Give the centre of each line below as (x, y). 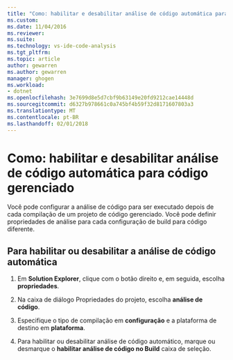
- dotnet (20, 91)
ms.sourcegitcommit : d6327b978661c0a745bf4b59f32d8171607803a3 (101, 104)
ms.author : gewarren (37, 72)
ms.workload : (26, 85)
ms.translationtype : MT (42, 111)
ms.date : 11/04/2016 (37, 26)
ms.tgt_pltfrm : (29, 53)
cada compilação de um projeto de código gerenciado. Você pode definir (112, 214)
